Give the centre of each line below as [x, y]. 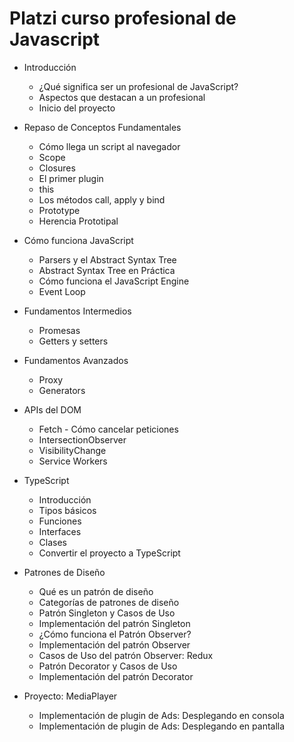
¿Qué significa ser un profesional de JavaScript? [138, 86]
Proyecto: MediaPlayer [70, 696]
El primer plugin [71, 178]
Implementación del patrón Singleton [114, 623]
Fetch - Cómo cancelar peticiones [108, 429]
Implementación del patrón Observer [114, 644]
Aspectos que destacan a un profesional [122, 97]
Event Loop [62, 291]
